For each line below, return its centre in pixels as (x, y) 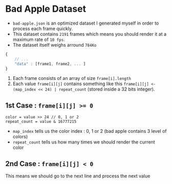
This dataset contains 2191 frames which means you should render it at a (90, 34)
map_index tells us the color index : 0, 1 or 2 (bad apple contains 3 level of (90, 131)
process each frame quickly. (43, 28)
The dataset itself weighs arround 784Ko (55, 45)
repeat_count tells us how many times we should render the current (84, 142)
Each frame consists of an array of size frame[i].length (72, 78)
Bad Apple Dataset (46, 9)
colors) (20, 137)
